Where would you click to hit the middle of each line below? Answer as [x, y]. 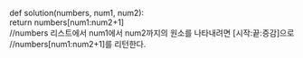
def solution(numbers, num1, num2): [77, 13]
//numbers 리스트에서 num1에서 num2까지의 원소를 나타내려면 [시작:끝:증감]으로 [152, 33]
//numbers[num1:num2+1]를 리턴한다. [78, 44]
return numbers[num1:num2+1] [67, 22]
